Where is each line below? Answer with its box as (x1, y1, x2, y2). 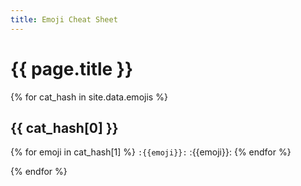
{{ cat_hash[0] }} (10, 119, 119, 136)
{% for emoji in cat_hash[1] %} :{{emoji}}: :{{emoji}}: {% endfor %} (10, 146, 292, 158)
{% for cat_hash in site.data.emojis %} (10, 91, 168, 103)
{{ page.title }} (10, 57, 134, 80)
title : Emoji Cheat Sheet (10, 14, 118, 25)
